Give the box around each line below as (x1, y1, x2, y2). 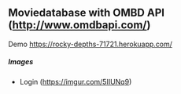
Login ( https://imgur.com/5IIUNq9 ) (19, 77, 132, 86)
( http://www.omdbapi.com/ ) (8, 19, 151, 32)
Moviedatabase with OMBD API (8, 6, 165, 20)
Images (8, 57, 34, 67)
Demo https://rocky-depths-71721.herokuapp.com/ (8, 39, 173, 49)
